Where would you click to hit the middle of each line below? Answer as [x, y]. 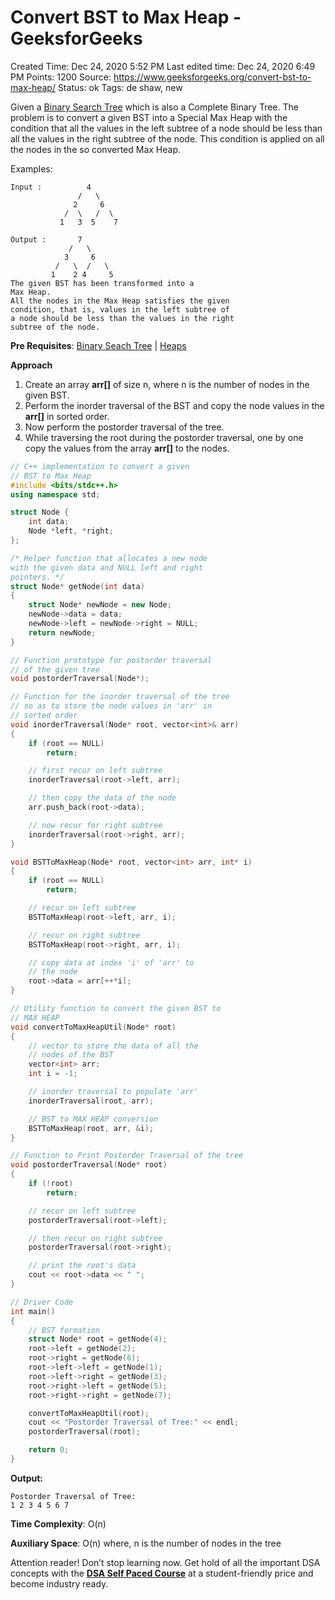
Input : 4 [51, 187]
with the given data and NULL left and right [106, 567]
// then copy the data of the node [102, 798]
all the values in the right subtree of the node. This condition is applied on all [167, 138]
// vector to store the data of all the [113, 1046]
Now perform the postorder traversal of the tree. [124, 427]
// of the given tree [55, 669]
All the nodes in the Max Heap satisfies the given [120, 301]
